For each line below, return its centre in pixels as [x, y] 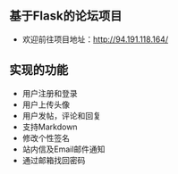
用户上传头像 [46, 104]
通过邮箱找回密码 [54, 160]
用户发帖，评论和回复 [61, 115]
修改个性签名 [46, 137]
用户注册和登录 [50, 93]
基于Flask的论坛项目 [66, 16]
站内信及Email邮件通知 [64, 149]
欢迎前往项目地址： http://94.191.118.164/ [95, 39]
